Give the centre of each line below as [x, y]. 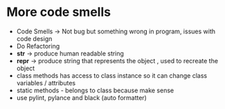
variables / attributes [46, 83]
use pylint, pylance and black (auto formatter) [81, 97]
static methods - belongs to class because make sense [95, 90]
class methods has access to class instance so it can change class [112, 75]
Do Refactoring [38, 46]
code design [34, 38]
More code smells [59, 12]
